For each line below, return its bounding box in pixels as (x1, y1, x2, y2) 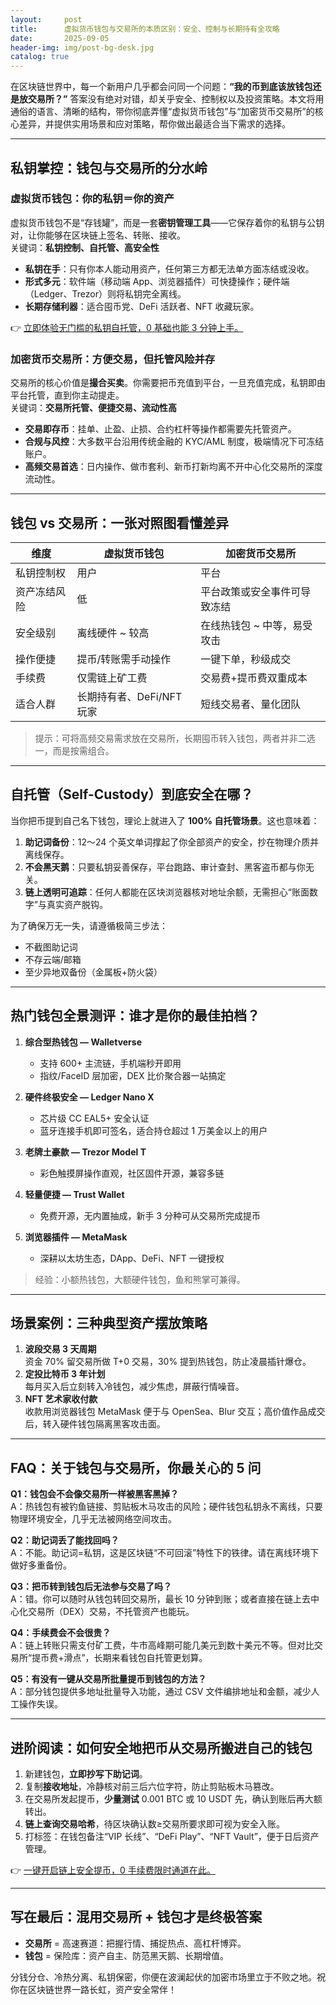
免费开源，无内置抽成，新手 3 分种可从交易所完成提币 (39, 1209, 262, 1221)
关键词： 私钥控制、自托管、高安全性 (10, 241, 160, 253)
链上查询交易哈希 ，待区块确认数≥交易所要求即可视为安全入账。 (24, 1817, 286, 1830)
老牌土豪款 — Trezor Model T (24, 1146, 147, 1158)
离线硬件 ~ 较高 (76, 626, 150, 640)
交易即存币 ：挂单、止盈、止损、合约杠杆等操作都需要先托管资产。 (24, 423, 297, 435)
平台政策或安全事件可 (200, 584, 302, 598)
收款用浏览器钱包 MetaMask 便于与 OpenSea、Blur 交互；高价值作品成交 (24, 1406, 326, 1418)
